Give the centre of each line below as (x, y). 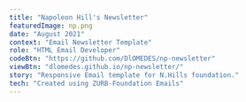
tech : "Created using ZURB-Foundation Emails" (96, 83)
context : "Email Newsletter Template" (81, 42)
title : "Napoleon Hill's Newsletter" (79, 17)
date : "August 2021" (47, 34)
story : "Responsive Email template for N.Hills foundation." (124, 75)
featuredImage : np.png (51, 26)
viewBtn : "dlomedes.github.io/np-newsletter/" (96, 67)
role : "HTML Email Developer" (65, 51)
